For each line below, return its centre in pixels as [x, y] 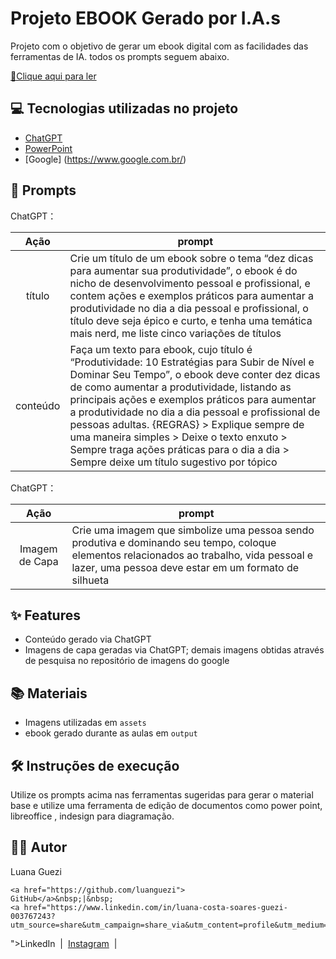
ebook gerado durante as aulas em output [111, 733]
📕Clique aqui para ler [53, 76]
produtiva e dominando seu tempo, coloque [174, 542]
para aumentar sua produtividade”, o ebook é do [183, 270]
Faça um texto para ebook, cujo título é [161, 349]
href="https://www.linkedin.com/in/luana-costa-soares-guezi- [155, 907]
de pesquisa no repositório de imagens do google [127, 661]
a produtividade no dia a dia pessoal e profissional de [195, 412]
